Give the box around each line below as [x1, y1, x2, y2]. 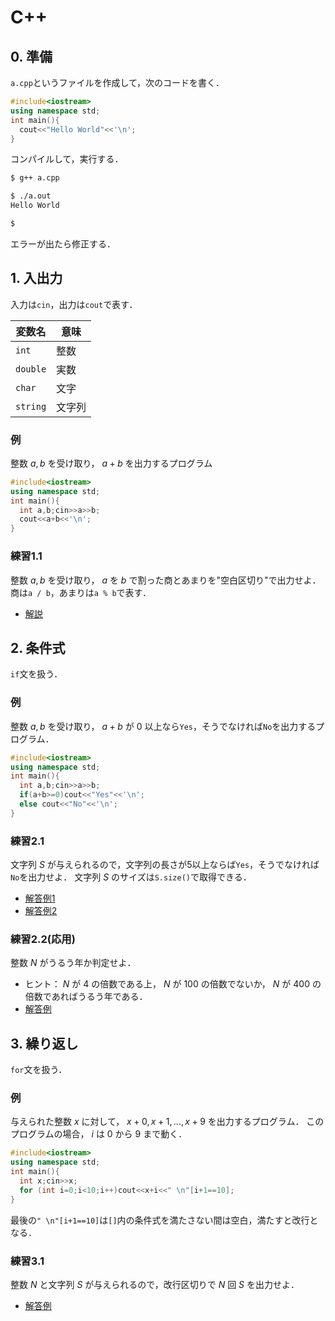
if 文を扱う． [10, 668, 63, 680]
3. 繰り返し [10, 1035, 79, 1052]
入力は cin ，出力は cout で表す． [10, 298, 138, 310]
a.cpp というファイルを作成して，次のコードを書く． [10, 77, 225, 88]
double [15, 363, 47, 375]
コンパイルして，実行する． [10, 153, 124, 165]
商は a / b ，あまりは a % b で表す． [10, 586, 152, 598]
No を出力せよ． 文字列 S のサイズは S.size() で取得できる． [10, 871, 252, 883]
